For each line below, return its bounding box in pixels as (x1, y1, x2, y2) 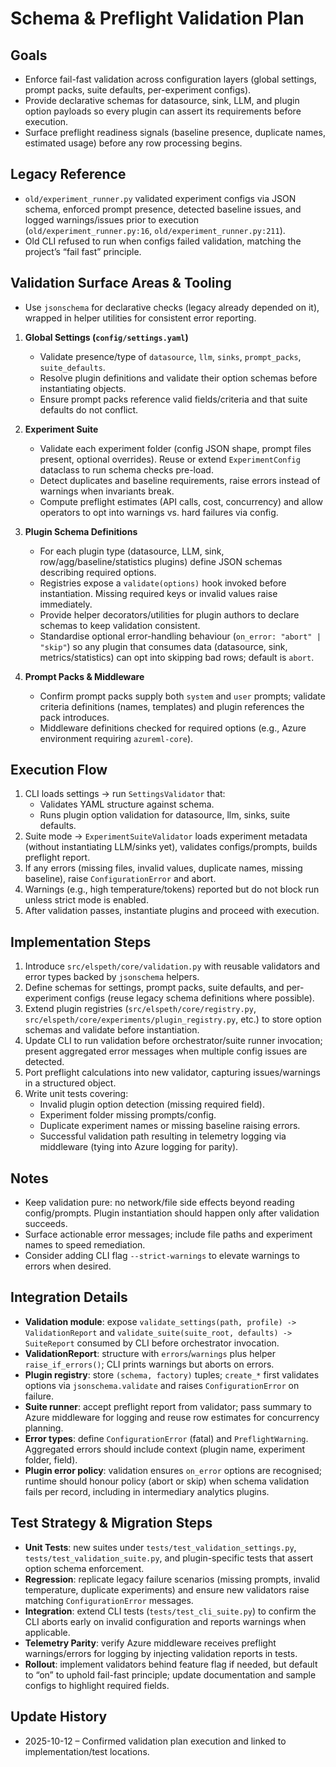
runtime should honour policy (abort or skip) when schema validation (24, 1475, 310, 1487)
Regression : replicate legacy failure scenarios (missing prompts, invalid (24, 1573, 321, 1585)
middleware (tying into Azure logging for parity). (39, 1141, 239, 1153)
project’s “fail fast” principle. (24, 245, 142, 257)
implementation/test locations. (24, 1745, 150, 1757)
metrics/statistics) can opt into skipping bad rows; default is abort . (39, 651, 315, 663)
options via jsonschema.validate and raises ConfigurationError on (24, 1379, 300, 1391)
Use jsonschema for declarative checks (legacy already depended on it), (24, 301, 320, 313)
